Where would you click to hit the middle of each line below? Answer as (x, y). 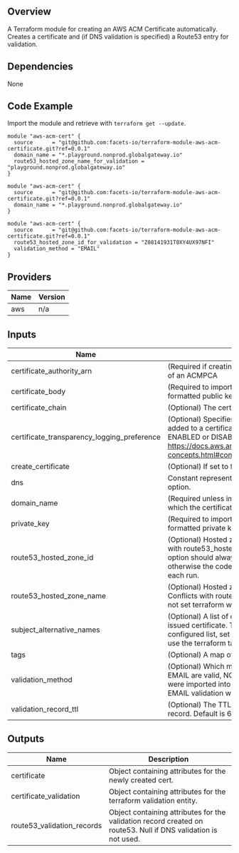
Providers (30, 277)
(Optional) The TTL (200, 705)
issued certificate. (197, 625)
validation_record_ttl (45, 710)
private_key (30, 524)
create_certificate (40, 467)
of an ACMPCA (193, 375)
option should (190, 557)
